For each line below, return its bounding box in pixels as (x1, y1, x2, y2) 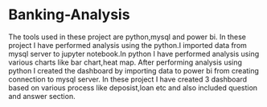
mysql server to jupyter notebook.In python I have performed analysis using (8, 49, 260, 58)
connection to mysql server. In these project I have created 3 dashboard (8, 74, 248, 84)
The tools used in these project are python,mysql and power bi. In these (8, 32, 247, 42)
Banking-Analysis (8, 6, 130, 24)
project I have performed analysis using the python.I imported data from (8, 40, 248, 50)
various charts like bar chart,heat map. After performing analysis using (8, 57, 243, 67)
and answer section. (8, 91, 76, 101)
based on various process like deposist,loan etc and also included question (8, 82, 258, 93)
